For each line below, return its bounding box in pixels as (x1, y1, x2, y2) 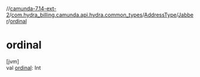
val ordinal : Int (6, 64, 41, 71)
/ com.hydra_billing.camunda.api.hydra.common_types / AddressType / (9, 11, 179, 18)
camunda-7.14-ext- (10, 5, 57, 12)
